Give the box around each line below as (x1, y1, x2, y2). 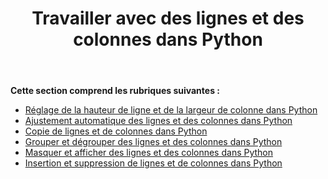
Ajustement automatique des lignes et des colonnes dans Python (24, 115, 293, 127)
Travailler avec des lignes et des (31, 7, 305, 30)
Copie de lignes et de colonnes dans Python (24, 125, 208, 137)
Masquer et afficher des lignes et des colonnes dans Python (24, 147, 274, 159)
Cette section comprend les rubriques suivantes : (10, 85, 220, 97)
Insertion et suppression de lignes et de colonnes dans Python (24, 157, 283, 169)
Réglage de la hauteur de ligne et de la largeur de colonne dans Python (24, 104, 318, 116)
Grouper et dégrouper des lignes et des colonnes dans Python (24, 136, 283, 148)
